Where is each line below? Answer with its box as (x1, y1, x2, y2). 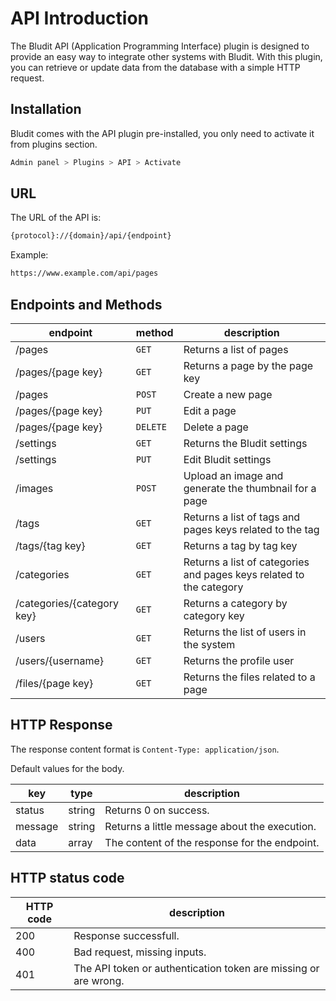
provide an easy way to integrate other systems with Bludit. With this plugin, (10, 50, 323, 62)
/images (15, 482, 54, 495)
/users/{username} (15, 654, 105, 667)
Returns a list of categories (183, 555, 310, 569)
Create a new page (183, 388, 273, 401)
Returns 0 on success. (104, 803, 210, 817)
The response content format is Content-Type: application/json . (10, 743, 280, 755)
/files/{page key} (15, 677, 94, 690)
